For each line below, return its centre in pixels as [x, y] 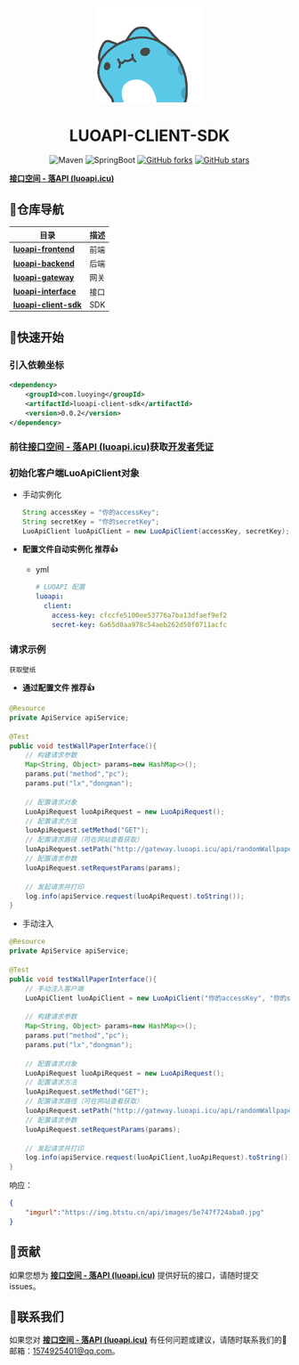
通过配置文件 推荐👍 [58, 687]
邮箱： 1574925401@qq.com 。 [65, 1351]
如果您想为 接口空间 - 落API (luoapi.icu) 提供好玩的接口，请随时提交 [134, 1275]
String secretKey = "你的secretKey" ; [91, 522]
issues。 [25, 1286]
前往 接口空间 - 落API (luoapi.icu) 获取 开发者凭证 [112, 447]
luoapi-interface [44, 291]
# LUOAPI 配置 [60, 587]
